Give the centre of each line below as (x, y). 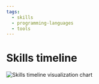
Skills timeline (42, 58)
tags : (13, 12)
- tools (21, 28)
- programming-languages (43, 23)
